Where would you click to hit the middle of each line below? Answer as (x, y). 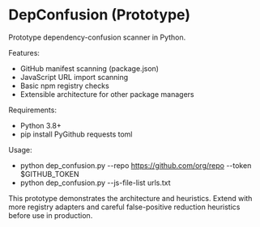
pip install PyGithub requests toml (76, 134)
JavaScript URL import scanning (74, 77)
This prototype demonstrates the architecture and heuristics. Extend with (130, 198)
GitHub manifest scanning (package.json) (90, 68)
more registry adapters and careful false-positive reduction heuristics (124, 207)
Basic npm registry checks (64, 86)
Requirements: (32, 110)
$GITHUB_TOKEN (49, 174)
